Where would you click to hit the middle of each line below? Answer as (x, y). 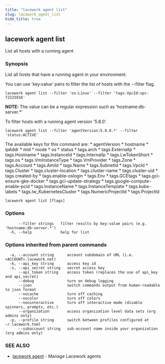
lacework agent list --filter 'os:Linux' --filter (58, 93)
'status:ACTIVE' (22, 135)
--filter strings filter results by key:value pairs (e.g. (82, 224)
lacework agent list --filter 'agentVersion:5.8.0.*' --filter (72, 131)
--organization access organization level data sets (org (87, 311)
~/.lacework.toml (23, 325)
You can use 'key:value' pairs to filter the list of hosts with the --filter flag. (80, 84)
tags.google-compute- (128, 181)
